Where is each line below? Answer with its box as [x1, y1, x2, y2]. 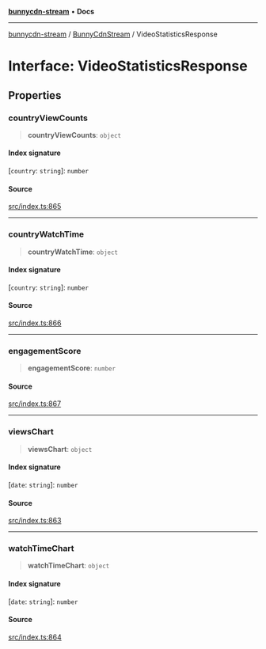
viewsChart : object [27, 444, 93, 454]
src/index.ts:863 [8, 516, 62, 526]
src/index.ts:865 [8, 202, 62, 211]
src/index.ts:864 [8, 632, 62, 642]
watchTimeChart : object [27, 561, 110, 571]
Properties [8, 89, 62, 102]
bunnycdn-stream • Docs [8, 7, 95, 16]
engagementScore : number [27, 363, 116, 373]
